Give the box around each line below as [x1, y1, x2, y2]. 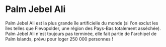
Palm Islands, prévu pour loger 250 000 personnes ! [5, 36, 113, 42]
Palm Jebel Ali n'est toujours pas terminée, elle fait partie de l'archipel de [5, 30, 157, 36]
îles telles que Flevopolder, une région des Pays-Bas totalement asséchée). [5, 25, 161, 31]
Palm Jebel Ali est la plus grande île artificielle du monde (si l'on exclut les [5, 20, 158, 26]
